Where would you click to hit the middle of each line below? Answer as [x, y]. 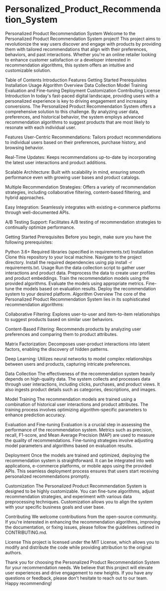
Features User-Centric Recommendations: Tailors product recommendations [83, 137]
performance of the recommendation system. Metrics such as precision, [79, 430]
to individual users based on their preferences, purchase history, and [76, 142]
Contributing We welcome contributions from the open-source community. [81, 517]
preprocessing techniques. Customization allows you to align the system [79, 502]
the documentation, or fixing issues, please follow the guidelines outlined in [82, 527]
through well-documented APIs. [38, 212]
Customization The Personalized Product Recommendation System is [76, 486]
